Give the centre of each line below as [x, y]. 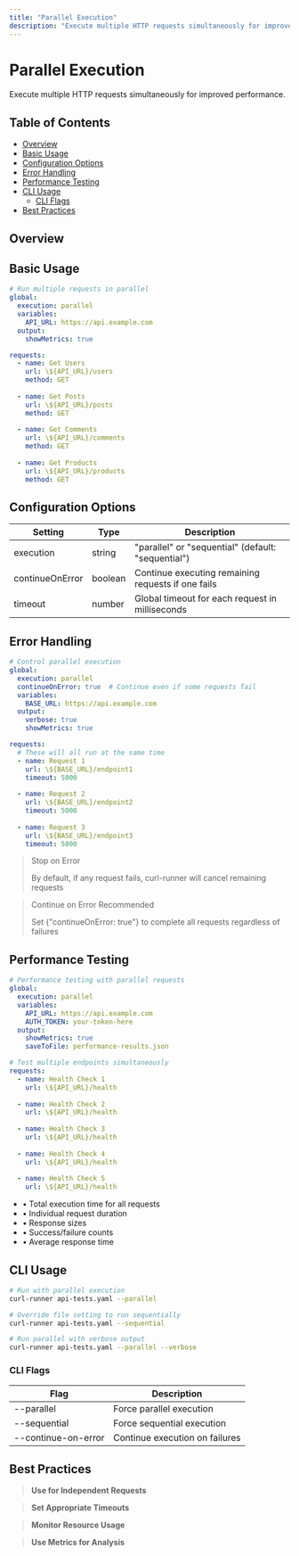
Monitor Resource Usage [78, 1525]
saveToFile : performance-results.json [97, 1047]
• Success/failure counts [68, 1232]
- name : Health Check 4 [61, 1154]
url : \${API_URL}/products [75, 471]
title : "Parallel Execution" [63, 17]
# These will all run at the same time [91, 753]
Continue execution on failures [177, 1437]
